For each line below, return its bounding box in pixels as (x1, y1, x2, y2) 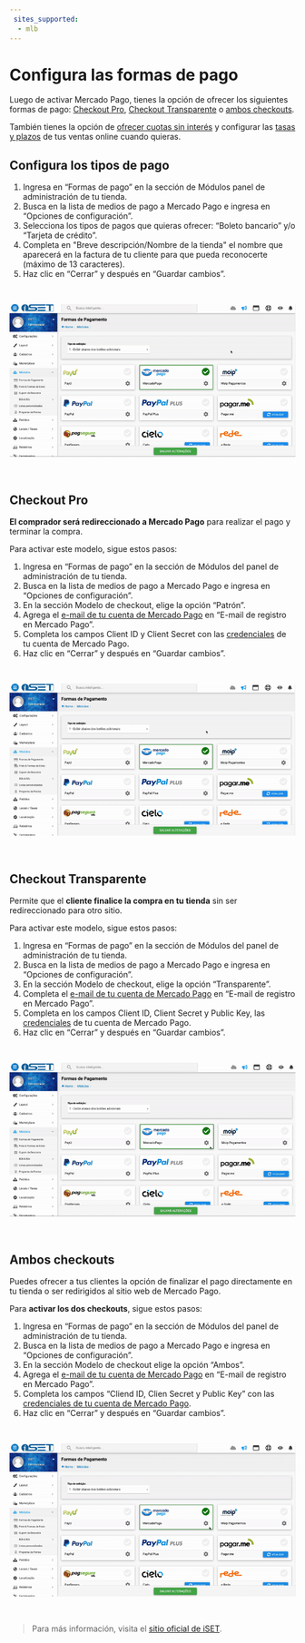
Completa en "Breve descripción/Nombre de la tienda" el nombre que (22, 240, 283, 251)
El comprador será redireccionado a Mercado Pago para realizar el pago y (9, 517, 290, 527)
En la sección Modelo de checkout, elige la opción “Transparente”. (22, 979, 271, 989)
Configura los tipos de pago (9, 157, 170, 172)
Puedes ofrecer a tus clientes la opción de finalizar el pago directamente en (9, 1275, 293, 1286)
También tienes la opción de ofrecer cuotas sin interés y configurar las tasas (9, 122, 296, 133)
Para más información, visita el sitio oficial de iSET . (31, 1623, 222, 1634)
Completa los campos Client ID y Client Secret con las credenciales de (22, 629, 287, 640)
